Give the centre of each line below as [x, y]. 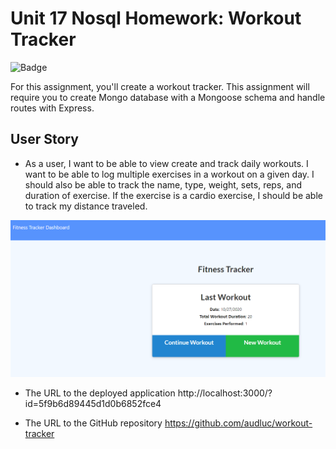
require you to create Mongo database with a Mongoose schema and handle [168, 97]
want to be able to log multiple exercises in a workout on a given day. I [169, 174]
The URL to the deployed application [100, 393]
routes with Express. [52, 108]
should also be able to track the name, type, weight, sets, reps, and [163, 184]
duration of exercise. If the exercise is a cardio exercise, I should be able [173, 195]
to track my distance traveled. [86, 206]
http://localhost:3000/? [225, 393]
